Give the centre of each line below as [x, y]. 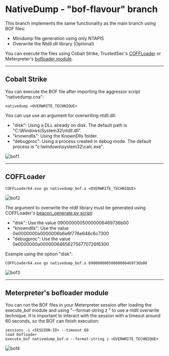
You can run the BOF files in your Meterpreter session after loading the [78, 305]
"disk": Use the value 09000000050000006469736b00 [71, 223]
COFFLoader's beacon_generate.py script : [49, 213]
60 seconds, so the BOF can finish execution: [52, 321]
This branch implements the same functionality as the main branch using [80, 23]
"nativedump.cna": [25, 97]
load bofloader [21, 335]
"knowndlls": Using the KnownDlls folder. [55, 136]
